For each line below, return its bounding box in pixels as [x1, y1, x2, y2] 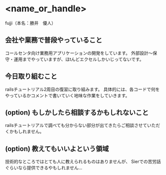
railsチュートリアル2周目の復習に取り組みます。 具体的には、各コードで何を [5, 86, 160, 92]
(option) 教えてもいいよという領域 [5, 144, 109, 153]
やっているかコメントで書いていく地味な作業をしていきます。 [5, 92, 130, 98]
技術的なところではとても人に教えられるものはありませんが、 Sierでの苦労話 [5, 159, 161, 165]
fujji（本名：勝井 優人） [5, 20, 56, 26]
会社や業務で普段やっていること [5, 36, 102, 45]
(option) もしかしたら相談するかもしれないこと [5, 108, 149, 117]
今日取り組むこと [5, 72, 57, 81]
